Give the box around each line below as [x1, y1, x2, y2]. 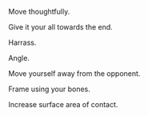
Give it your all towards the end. [8, 22, 114, 31]
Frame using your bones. [8, 84, 90, 94]
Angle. [8, 54, 30, 62]
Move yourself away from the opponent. [8, 69, 141, 78]
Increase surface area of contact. [8, 100, 118, 109]
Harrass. [8, 38, 37, 47]
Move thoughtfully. [8, 7, 70, 16]
